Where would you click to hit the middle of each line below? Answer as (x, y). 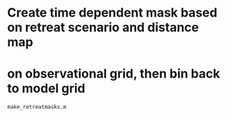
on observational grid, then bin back (114, 74)
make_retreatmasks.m (37, 107)
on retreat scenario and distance (103, 27)
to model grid (46, 89)
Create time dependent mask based (112, 13)
